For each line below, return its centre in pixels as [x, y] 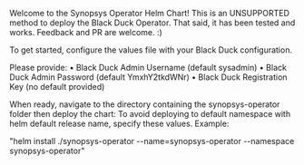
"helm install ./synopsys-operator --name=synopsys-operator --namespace [152, 141]
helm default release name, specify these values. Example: [119, 123]
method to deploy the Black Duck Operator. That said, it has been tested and [152, 23]
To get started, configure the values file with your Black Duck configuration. [151, 50]
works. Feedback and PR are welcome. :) [86, 32]
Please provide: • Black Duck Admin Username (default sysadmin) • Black [148, 68]
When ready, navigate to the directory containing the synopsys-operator [145, 104]
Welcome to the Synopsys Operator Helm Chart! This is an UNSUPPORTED [150, 13]
